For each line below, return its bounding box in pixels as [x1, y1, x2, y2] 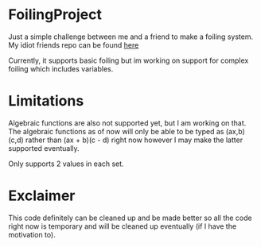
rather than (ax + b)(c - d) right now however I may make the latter [25, 135, 243, 145]
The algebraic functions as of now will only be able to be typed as [8, 126, 224, 136]
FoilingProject [8, 6, 102, 24]
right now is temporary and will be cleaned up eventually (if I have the [8, 221, 237, 231]
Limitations [8, 92, 84, 110]
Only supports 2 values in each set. [8, 159, 125, 168]
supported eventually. [8, 143, 80, 152]
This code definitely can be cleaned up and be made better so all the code [8, 213, 252, 222]
